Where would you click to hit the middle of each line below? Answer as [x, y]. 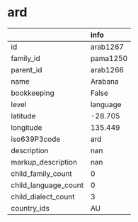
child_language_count [47, 185]
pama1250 [109, 58]
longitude [27, 127]
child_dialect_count [43, 196]
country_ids [30, 208]
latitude [23, 116]
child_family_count [41, 173]
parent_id [27, 70]
